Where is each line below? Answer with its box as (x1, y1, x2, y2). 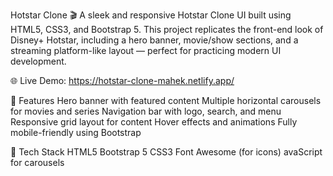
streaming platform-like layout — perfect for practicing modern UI (10, 45, 282, 56)
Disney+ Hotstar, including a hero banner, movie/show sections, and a (10, 34, 299, 46)
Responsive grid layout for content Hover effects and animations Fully (10, 116, 298, 128)
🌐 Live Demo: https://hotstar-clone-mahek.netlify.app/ (10, 75, 235, 86)
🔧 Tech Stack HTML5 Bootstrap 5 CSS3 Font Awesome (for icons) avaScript (10, 146, 323, 158)
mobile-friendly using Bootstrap (10, 127, 142, 138)
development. (10, 55, 67, 67)
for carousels (10, 157, 65, 168)
